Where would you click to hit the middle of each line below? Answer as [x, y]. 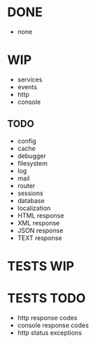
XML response [39, 223]
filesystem [32, 163]
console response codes [53, 325]
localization [34, 208]
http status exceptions [49, 332]
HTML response [41, 216]
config [27, 140]
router [26, 185]
